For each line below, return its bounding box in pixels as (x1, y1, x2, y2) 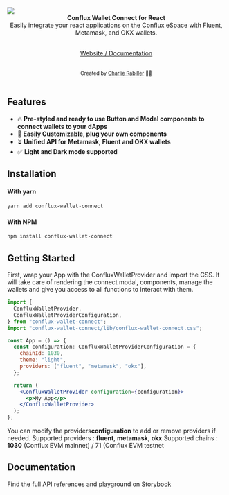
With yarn (7, 187, 37, 196)
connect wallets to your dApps (17, 122, 108, 130)
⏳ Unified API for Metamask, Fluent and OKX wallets (17, 137, 171, 146)
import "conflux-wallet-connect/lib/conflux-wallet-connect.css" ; (7, 324, 203, 331)
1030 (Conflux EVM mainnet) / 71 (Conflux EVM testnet (7, 442, 165, 450)
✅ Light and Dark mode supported (17, 147, 118, 155)
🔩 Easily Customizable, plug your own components (17, 130, 167, 138)
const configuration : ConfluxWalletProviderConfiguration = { (13, 343, 196, 351)
